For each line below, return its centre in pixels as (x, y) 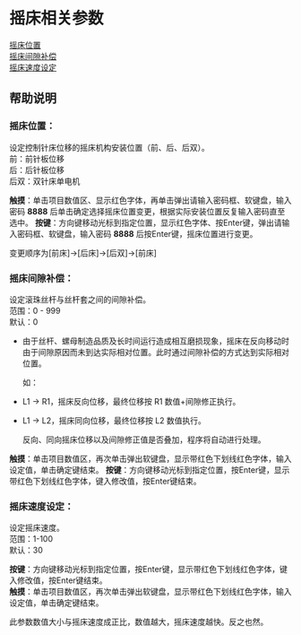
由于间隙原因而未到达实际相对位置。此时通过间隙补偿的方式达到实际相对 (155, 352)
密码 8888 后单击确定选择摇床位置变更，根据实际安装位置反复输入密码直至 (147, 211)
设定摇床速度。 (37, 528)
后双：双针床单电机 (45, 181)
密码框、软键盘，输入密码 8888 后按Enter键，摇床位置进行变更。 (137, 233)
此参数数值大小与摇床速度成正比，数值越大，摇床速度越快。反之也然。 (139, 622)
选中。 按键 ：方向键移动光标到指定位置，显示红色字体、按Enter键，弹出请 (146, 222)
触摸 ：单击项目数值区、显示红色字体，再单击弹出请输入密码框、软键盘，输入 (150, 200)
